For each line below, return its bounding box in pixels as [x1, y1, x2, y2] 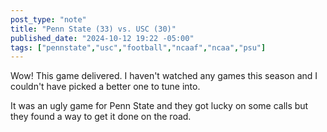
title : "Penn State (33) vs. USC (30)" [10, 24, 177, 34]
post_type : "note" [10, 14, 87, 25]
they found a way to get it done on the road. [10, 111, 192, 123]
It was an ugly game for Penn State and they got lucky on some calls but [10, 100, 309, 112]
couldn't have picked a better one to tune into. [10, 81, 201, 93]
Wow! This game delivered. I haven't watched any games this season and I [10, 70, 318, 82]
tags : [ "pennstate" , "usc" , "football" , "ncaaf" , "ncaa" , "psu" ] [10, 42, 267, 53]
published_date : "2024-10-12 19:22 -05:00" [10, 33, 195, 43]
